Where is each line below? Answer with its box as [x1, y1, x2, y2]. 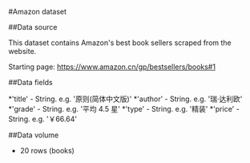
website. [8, 47, 37, 55]
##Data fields [8, 78, 54, 87]
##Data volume [8, 130, 59, 140]
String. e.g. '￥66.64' [8, 114, 78, 124]
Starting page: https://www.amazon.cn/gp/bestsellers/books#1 [8, 62, 216, 71]
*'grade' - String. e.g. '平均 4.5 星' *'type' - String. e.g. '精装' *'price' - [8, 104, 240, 113]
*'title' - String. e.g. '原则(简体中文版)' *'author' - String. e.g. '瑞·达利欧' [8, 94, 243, 104]
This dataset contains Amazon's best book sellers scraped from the [8, 38, 232, 47]
